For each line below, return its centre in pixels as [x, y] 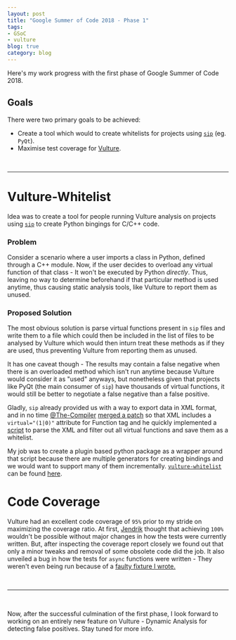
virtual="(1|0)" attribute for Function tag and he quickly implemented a [112, 423]
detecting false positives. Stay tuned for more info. [80, 629]
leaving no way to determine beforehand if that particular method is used [113, 279]
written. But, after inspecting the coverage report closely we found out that [116, 544]
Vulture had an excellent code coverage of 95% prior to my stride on [105, 522]
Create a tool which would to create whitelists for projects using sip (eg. [122, 133]
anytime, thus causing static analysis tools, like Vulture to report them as [112, 287]
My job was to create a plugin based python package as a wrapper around [115, 452]
